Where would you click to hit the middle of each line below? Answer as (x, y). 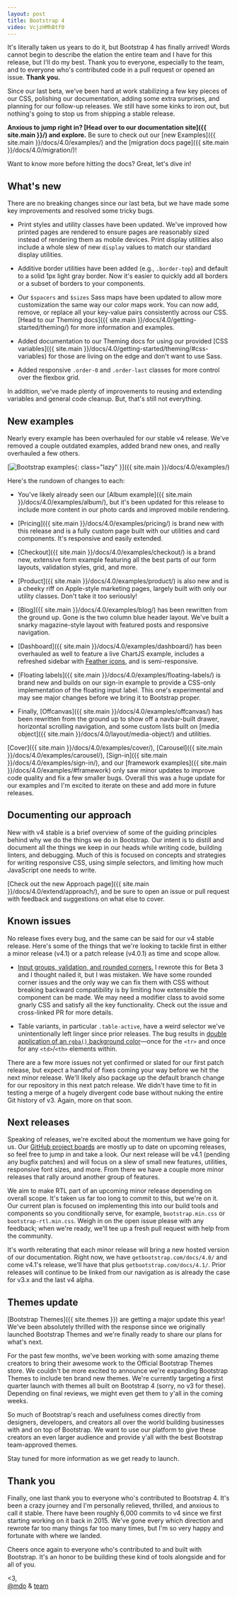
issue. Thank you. (34, 77)
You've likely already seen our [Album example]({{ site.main (105, 494)
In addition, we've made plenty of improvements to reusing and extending (115, 392)
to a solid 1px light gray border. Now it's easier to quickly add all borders (123, 276)
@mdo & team (28, 1586)
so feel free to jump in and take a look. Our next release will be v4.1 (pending (118, 1154)
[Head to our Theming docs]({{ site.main (77, 320)
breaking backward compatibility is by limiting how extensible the (113, 990)
